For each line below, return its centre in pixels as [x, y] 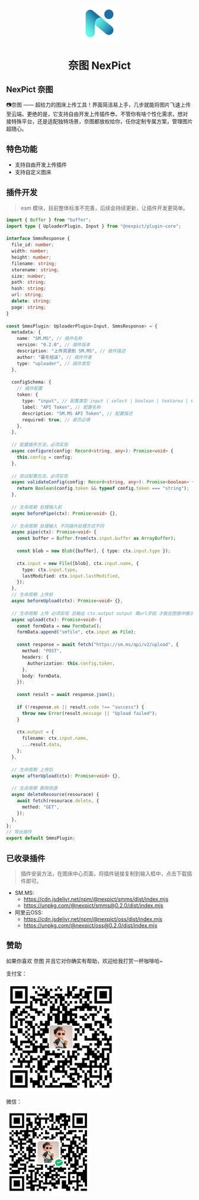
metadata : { [26, 332]
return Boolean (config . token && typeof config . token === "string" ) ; [103, 489]
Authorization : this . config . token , [71, 663]
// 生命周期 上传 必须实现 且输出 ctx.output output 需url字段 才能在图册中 [98, 613]
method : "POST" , [42, 651]
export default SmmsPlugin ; [41, 838]
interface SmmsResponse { [38, 239]
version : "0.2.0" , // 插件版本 [54, 345]
